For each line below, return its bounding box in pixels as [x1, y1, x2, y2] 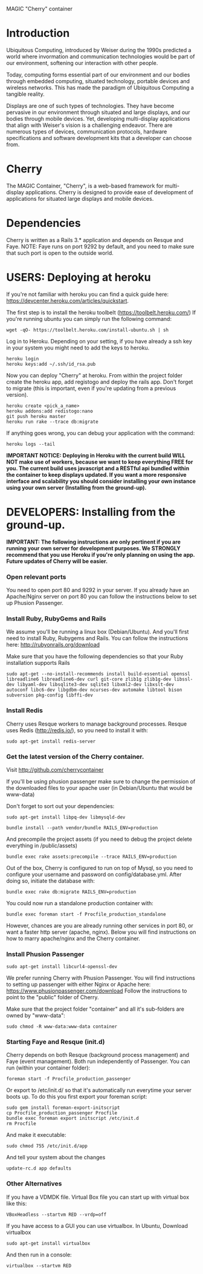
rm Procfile [6, 1121, 36, 1127]
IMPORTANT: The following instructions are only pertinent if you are [6, 538, 181, 545]
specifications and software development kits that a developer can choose [6, 134, 192, 141]
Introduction [6, 27, 70, 40]
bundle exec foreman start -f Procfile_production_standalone [6, 911, 166, 917]
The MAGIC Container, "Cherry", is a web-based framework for [6, 182, 164, 189]
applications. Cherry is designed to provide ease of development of [25, 188, 193, 196]
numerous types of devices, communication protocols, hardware [6, 127, 167, 135]
